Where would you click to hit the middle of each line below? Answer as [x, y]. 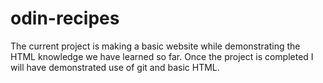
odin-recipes [65, 18]
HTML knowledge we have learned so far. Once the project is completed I [162, 56]
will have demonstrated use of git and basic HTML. [115, 67]
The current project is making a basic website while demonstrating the [155, 46]
